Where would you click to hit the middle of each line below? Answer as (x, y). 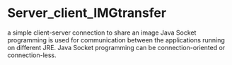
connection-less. (32, 55)
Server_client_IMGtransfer (87, 13)
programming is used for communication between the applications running (116, 40)
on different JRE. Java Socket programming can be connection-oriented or (116, 47)
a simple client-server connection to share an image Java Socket (102, 32)
